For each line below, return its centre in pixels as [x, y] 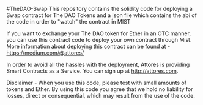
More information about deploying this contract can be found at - [88, 46]
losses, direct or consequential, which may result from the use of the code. [101, 96]
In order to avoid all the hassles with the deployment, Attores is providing [98, 64]
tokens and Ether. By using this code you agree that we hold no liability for [100, 89]
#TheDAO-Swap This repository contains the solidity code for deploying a [99, 9]
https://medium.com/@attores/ [45, 53]
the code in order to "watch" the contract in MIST [68, 22]
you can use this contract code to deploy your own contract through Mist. [99, 40]
